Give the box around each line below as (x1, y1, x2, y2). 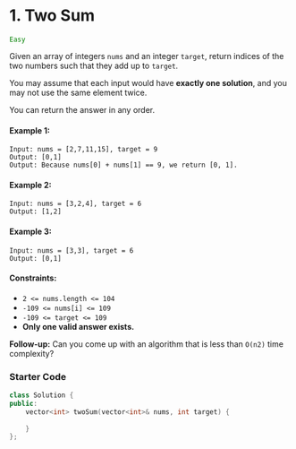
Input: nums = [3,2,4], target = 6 (9, 199, 142, 209)
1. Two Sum (9, 5, 96, 26)
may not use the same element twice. (9, 87, 148, 98)
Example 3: (9, 226, 52, 237)
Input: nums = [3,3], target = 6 (9, 246, 134, 255)
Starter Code (9, 370, 67, 383)
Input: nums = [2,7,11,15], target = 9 (9, 145, 158, 154)
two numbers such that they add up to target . (9, 60, 179, 71)
